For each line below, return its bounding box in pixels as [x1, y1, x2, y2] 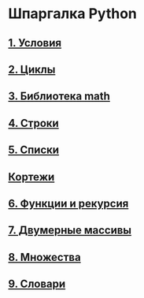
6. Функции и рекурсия [8, 196, 129, 210]
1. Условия [8, 36, 61, 50]
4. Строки [8, 116, 59, 130]
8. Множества [8, 250, 81, 264]
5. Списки [8, 143, 60, 157]
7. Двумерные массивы [8, 224, 132, 237]
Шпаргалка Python [8, 5, 138, 23]
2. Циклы [8, 62, 56, 76]
